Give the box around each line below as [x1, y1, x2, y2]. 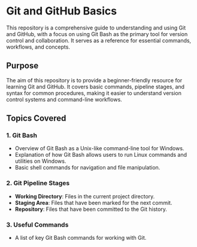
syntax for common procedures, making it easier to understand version [6, 89, 181, 97]
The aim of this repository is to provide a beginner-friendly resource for [6, 76, 183, 84]
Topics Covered [6, 113, 66, 124]
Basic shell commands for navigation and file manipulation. [14, 164, 160, 171]
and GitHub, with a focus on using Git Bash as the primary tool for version [6, 30, 188, 37]
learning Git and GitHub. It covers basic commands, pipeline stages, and [6, 83, 184, 90]
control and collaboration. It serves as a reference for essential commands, [6, 37, 192, 44]
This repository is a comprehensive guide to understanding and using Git [6, 24, 186, 31]
